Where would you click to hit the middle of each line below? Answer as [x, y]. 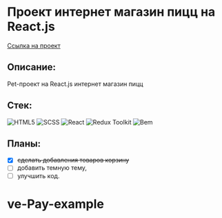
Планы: [24, 143]
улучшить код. [38, 175]
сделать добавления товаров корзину [73, 160]
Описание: [32, 67]
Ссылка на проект [34, 45]
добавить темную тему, [52, 168]
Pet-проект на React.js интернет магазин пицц [75, 84]
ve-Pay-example [56, 204]
